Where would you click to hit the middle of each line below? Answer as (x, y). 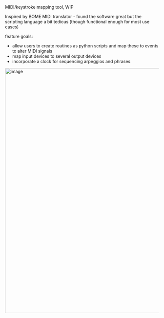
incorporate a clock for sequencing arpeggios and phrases (71, 61)
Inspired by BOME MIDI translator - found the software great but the (73, 16)
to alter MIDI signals (32, 51)
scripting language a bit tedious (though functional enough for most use (77, 22)
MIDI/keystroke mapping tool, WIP (39, 7)
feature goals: (19, 36)
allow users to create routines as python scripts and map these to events (85, 46)
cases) (12, 27)
